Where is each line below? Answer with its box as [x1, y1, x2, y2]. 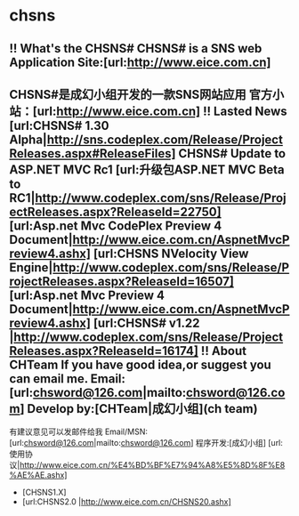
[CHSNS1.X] [21, 487, 67, 498]
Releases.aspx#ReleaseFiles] [9, 146, 176, 161]
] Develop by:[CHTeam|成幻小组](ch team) [20, 401, 258, 416]
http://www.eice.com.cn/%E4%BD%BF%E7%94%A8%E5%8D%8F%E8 [19, 460, 286, 471]
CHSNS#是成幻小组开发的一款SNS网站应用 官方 [9, 86, 273, 102]
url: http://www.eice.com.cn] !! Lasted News [36, 103, 287, 118]
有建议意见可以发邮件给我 [9, 426, 103, 437]
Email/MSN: [104, 426, 149, 437]
